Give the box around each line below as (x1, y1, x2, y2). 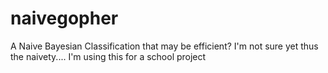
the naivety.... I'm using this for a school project (10, 50, 207, 62)
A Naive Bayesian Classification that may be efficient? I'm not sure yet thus (10, 40, 319, 52)
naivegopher (10, 7, 119, 30)
